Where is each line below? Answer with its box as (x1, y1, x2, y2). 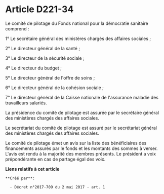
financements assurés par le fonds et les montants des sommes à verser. (5, 145, 158, 151)
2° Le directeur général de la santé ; (5, 45, 80, 51)
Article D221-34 (5, 4, 74, 15)
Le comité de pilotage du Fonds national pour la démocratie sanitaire (5, 20, 148, 26)
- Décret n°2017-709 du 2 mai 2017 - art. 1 (10, 184, 105, 189)
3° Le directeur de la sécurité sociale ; (5, 55, 85, 61)
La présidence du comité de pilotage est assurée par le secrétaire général (5, 109, 159, 115)
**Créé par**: (5, 176, 35, 181)
